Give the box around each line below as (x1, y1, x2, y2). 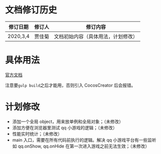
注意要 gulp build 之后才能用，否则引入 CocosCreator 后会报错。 (5, 82, 136, 88)
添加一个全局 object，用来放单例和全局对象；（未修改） (12, 119, 124, 124)
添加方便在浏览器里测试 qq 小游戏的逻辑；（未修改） (12, 124, 117, 130)
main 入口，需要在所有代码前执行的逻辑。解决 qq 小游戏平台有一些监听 (12, 137, 157, 143)
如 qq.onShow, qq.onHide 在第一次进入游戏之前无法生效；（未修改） (12, 143, 150, 149)
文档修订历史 (5, 4, 58, 16)
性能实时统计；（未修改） (12, 131, 63, 137)
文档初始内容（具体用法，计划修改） (54, 33, 138, 40)
